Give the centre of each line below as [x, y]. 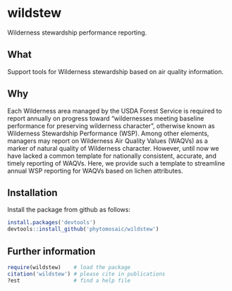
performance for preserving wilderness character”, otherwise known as [111, 125]
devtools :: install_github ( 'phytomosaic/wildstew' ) [83, 229]
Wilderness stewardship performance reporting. [77, 32]
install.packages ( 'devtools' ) [52, 223]
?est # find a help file [69, 280]
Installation [32, 193]
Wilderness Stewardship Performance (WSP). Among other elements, [108, 133]
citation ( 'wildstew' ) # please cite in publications [86, 274]
